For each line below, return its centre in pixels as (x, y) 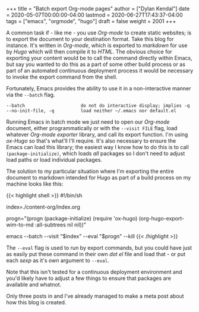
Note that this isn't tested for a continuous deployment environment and (94, 272)
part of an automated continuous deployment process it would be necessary (100, 70)
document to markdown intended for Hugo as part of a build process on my (99, 177)
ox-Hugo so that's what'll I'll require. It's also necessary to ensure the (91, 141)
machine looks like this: (35, 184)
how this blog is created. (36, 302)
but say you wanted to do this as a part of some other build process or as (96, 64)
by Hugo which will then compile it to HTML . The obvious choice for (89, 52)
